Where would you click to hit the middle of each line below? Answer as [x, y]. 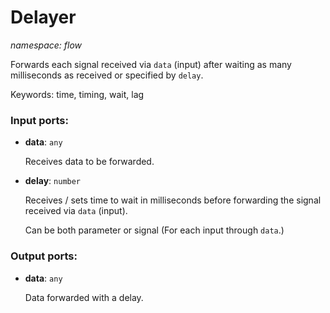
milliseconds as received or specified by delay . [107, 75]
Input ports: [39, 120]
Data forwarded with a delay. [84, 297]
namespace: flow [46, 45]
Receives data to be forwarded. [89, 162]
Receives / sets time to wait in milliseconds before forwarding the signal [173, 200]
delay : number [53, 181]
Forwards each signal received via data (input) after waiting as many [151, 64]
